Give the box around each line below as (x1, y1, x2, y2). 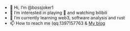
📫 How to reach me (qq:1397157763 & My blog (9, 20, 105, 26)
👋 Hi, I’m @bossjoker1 (9, 5, 54, 10)
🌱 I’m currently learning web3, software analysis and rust (9, 15, 125, 20)
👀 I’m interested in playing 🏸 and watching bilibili (9, 10, 107, 15)
